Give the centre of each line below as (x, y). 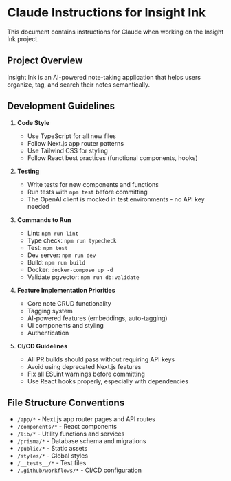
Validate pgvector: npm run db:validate (83, 277)
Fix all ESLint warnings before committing (86, 374)
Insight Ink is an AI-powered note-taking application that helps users (104, 77)
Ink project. (23, 38)
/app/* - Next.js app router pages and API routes (86, 419)
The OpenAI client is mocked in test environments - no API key (116, 199)
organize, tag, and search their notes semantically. (78, 85)
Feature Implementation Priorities (66, 290)
